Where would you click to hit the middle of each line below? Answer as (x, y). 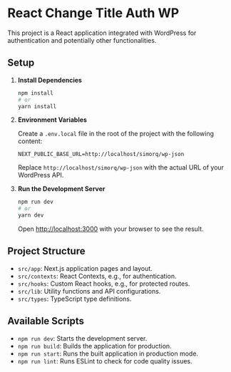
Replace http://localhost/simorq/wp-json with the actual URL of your (121, 167)
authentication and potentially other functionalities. (82, 40)
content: (30, 141)
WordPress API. (41, 175)
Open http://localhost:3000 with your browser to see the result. (111, 229)
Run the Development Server (61, 189)
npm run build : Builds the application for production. (95, 346)
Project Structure (46, 251)
